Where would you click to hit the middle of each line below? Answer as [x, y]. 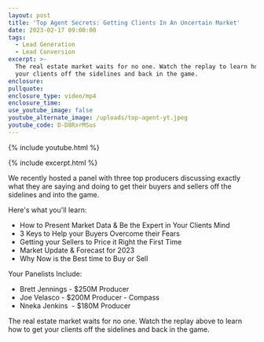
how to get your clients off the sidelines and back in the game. [109, 329]
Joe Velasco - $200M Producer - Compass [89, 297]
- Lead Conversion [46, 52]
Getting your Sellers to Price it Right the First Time [101, 241]
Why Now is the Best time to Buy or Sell [84, 258]
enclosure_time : [35, 103]
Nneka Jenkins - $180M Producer [75, 305]
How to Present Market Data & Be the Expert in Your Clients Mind [125, 225]
